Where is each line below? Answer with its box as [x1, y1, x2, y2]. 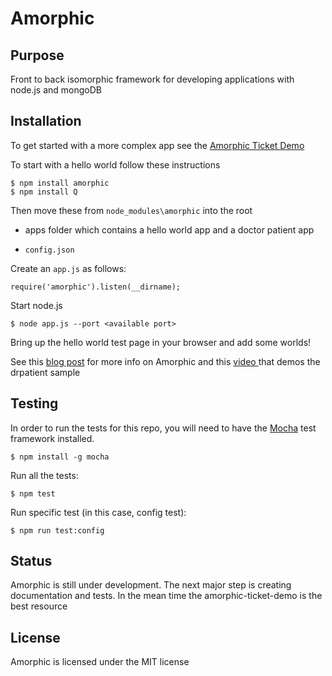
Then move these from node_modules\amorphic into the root [10, 204, 253, 216]
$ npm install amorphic [10, 178, 110, 188]
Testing [10, 395, 59, 412]
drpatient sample [10, 366, 81, 378]
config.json [24, 245, 75, 255]
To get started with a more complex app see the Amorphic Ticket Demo [10, 139, 305, 151]
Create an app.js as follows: [10, 262, 127, 274]
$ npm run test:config [10, 525, 105, 536]
